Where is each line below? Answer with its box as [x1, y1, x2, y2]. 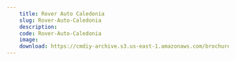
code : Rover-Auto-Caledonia [19, 29, 101, 37]
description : [19, 23, 58, 30]
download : [19, 43, 49, 50]
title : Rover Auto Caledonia [19, 10, 105, 18]
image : [19, 36, 39, 43]
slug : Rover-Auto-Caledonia [19, 17, 101, 24]
